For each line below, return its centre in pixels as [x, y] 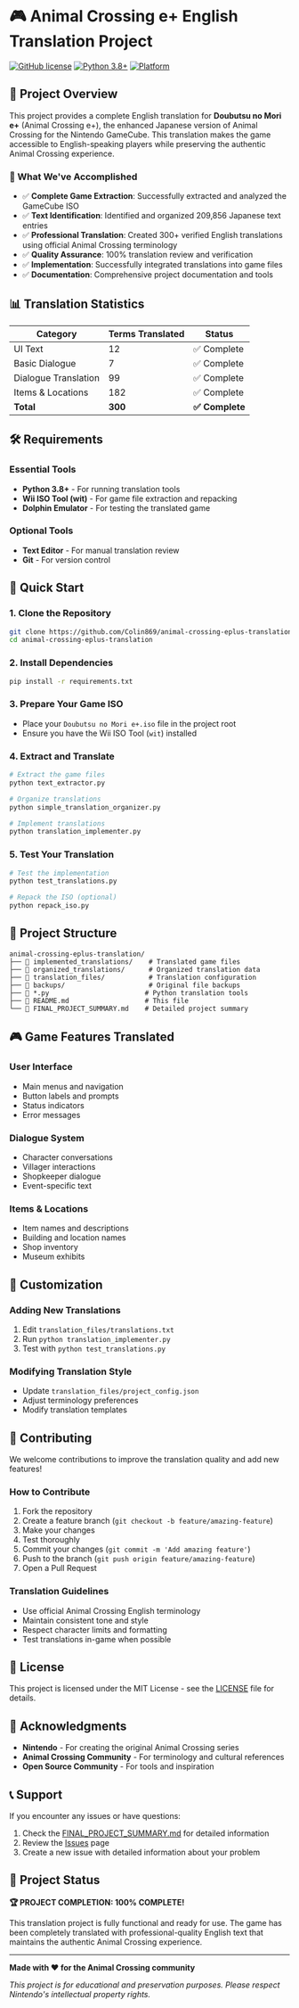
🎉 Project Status [55, 1880]
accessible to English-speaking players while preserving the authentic [137, 144]
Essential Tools [43, 470]
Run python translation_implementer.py [96, 1338]
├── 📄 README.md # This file [99, 1000]
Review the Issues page [65, 1843]
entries [35, 226]
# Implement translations [57, 823]
